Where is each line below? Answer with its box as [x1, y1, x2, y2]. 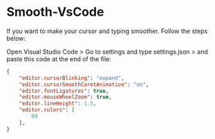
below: [6, 34, 26, 42]
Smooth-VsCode [6, 4, 104, 20]
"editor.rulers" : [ [19, 107, 75, 114]
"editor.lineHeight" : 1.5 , [19, 100, 97, 107]
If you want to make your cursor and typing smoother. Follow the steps [6, 27, 208, 35]
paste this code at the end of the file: [6, 54, 112, 63]
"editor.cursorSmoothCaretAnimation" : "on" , [19, 81, 149, 88]
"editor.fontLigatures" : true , [19, 87, 109, 94]
